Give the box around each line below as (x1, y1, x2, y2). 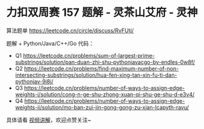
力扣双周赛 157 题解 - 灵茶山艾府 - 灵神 (6, 5, 198, 19)
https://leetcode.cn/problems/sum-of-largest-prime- (23, 52, 155, 59)
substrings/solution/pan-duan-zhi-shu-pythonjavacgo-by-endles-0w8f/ (15, 58, 195, 66)
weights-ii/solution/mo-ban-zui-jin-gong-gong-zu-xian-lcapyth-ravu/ (15, 103, 189, 111)
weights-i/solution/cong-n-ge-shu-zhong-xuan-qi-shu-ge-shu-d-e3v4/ (15, 91, 195, 98)
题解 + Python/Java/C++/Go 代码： (6, 40, 94, 47)
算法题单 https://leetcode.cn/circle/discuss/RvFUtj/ (6, 27, 134, 34)
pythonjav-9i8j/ (15, 77, 53, 85)
